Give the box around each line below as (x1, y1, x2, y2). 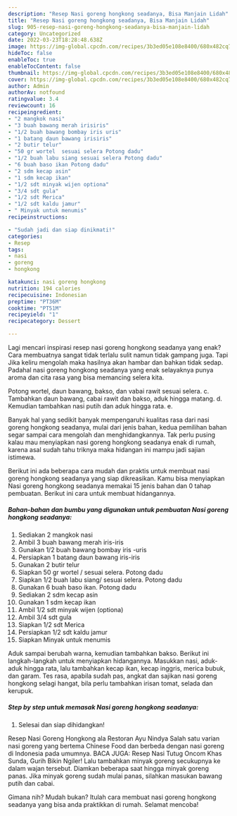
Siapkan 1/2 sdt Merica (18, 620, 85, 628)
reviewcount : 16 (8, 102, 56, 109)
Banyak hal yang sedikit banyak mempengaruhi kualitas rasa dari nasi (8, 415, 210, 424)
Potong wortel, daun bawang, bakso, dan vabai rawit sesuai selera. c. (8, 387, 210, 395)
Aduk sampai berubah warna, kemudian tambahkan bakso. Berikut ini (8, 649, 210, 657)
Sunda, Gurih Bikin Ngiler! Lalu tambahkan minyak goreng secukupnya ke (8, 756, 221, 765)
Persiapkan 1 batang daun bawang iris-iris (18, 553, 140, 561)
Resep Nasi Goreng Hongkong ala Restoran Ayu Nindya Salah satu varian (8, 734, 220, 743)
